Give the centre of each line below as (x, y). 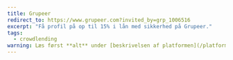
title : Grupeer (29, 13)
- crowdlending (35, 39)
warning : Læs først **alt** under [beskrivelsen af (83, 46)
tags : (15, 33)
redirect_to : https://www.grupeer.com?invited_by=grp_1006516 (99, 20)
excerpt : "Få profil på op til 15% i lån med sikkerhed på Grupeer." (110, 26)
